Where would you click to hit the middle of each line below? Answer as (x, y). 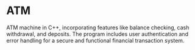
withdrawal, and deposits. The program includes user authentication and (97, 34)
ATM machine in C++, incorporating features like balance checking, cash (98, 27)
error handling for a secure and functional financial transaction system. (95, 40)
